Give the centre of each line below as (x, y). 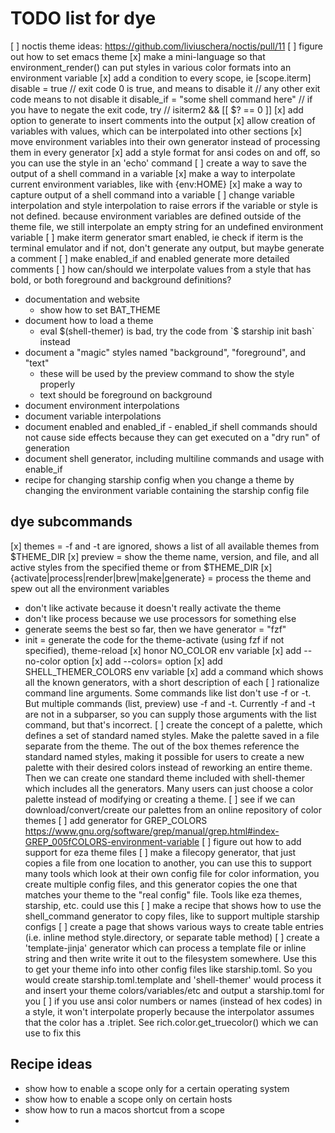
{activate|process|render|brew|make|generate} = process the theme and (161, 578)
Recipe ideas (51, 1064)
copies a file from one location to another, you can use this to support (168, 863)
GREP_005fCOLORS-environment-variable (112, 841)
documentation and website (82, 299)
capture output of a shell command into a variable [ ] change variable (152, 194)
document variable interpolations (93, 416)
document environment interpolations (102, 405)
